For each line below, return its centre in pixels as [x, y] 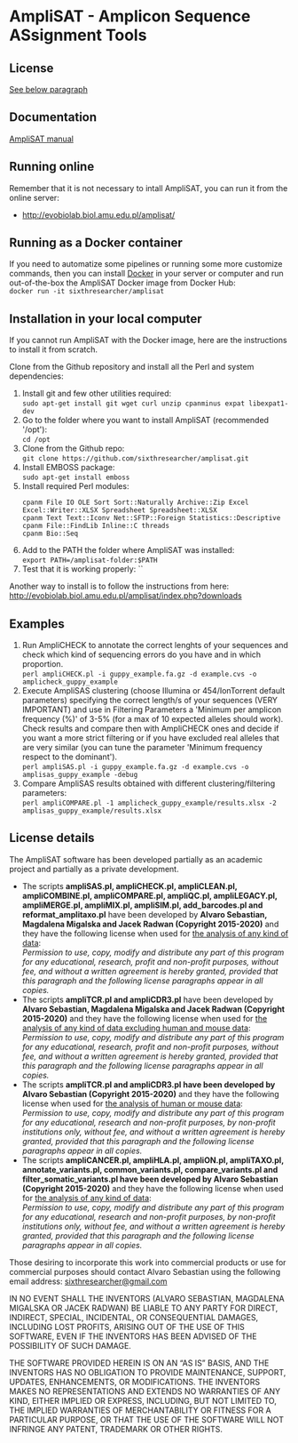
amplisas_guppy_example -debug [80, 775]
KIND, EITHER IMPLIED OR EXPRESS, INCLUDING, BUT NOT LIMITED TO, [143, 1400]
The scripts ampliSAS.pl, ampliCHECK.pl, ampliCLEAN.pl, [129, 886]
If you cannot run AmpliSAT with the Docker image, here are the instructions [148, 341]
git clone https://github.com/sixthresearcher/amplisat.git [135, 459]
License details [52, 838]
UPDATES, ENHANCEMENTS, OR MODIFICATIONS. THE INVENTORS [135, 1382]
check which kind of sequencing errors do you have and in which [141, 654]
